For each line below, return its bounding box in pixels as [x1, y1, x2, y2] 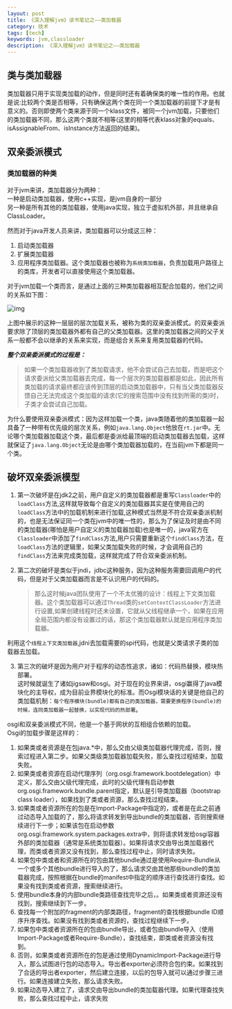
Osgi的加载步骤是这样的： [7, 729, 81, 737]
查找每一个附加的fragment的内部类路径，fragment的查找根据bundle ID [17, 908, 218, 916]
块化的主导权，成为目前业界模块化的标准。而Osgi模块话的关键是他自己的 [17, 688, 224, 696]
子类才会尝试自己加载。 [23, 399, 91, 408]
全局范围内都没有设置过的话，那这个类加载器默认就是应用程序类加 [34, 615, 222, 624]
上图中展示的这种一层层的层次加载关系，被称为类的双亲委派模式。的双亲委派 [7, 318, 225, 327]
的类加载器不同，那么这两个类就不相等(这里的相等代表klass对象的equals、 [7, 115, 219, 123]
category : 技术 [7, 23, 49, 30]
